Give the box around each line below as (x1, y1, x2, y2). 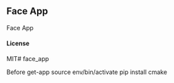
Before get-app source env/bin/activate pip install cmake (6, 68, 168, 76)
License (6, 39, 30, 47)
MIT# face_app (6, 55, 50, 63)
